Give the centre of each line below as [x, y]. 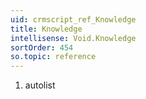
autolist [40, 85]
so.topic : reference [53, 57]
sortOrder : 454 [42, 47]
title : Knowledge [46, 29]
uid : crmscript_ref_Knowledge [73, 19]
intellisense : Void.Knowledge [73, 38]
